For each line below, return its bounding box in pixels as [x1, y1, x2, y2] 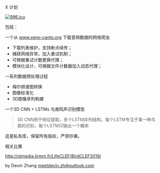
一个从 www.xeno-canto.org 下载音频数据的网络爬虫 [5, 35, 110, 40]
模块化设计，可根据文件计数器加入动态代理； [12, 63, 102, 69]
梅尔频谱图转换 [12, 84, 42, 89]
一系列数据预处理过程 [5, 74, 48, 79]
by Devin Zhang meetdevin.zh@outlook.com [5, 163, 94, 168]
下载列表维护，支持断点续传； [12, 45, 72, 50]
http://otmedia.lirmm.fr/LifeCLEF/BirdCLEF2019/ [5, 153, 101, 159]
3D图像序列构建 [12, 96, 44, 101]
